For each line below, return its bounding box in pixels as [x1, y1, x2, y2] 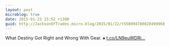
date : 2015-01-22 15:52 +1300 [5, 16, 70, 21]
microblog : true [5, 12, 40, 17]
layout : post [5, 7, 33, 12]
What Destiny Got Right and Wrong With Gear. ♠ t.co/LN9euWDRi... [5, 35, 146, 41]
